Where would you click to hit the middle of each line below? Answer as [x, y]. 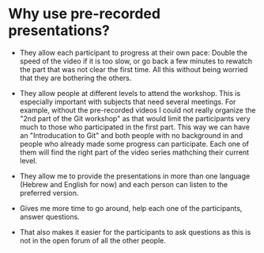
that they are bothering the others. [75, 78]
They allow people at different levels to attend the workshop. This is [130, 93]
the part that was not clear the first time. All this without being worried [134, 69]
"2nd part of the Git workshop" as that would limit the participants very [135, 118]
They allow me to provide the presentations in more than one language [135, 176]
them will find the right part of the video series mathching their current [134, 152]
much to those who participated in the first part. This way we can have [135, 127]
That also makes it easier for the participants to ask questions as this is [135, 232]
